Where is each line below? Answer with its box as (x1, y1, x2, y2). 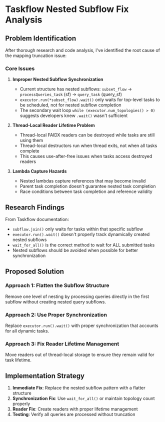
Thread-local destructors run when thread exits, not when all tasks (19, 142, 157, 148)
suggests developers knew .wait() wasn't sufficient (19, 112, 128, 118)
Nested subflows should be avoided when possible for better (12, 247, 138, 253)
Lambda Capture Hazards (12, 168, 67, 174)
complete (19, 148, 39, 154)
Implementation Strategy (5, 371, 85, 380)
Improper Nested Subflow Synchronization (12, 76, 103, 82)
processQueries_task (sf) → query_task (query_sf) (19, 91, 122, 97)
